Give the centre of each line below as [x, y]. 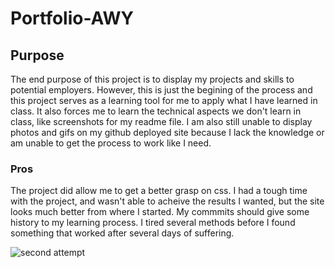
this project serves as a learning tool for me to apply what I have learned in [164, 100]
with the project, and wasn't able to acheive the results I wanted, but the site [167, 201]
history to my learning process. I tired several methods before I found [153, 223]
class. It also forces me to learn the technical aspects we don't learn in [156, 111]
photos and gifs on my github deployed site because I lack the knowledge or [167, 132]
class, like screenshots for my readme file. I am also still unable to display [161, 121]
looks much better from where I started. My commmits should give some [160, 212]
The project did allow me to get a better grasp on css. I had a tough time [159, 191]
